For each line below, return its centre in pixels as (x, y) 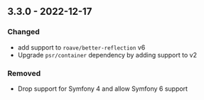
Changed (24, 32)
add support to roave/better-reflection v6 (81, 47)
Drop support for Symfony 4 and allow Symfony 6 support (103, 89)
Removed (24, 73)
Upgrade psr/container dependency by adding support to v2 (107, 55)
